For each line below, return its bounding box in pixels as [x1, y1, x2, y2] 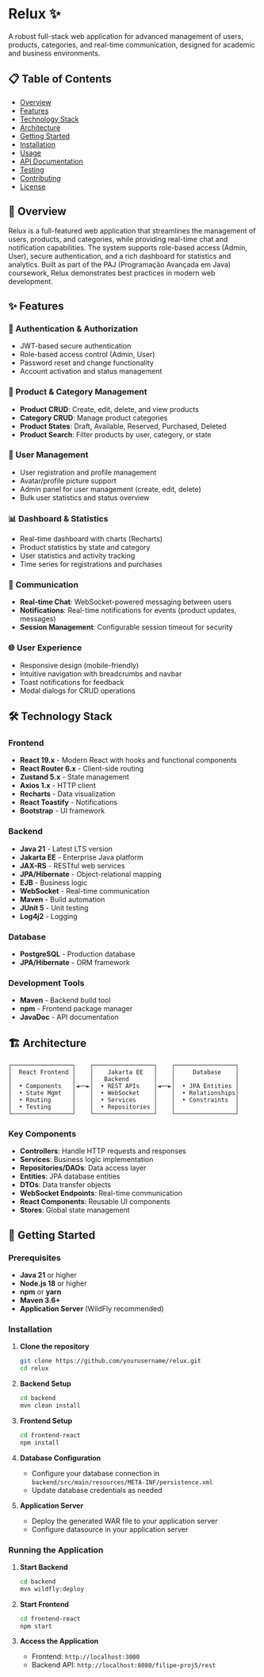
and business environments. [8, 48, 101, 58]
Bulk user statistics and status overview [19, 493, 150, 502]
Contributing [19, 173, 61, 183]
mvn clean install [19, 1402, 81, 1410]
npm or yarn [19, 1287, 62, 1297]
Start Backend [19, 1562, 69, 1571]
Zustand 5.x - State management [19, 772, 129, 782]
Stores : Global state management [19, 1206, 130, 1215]
